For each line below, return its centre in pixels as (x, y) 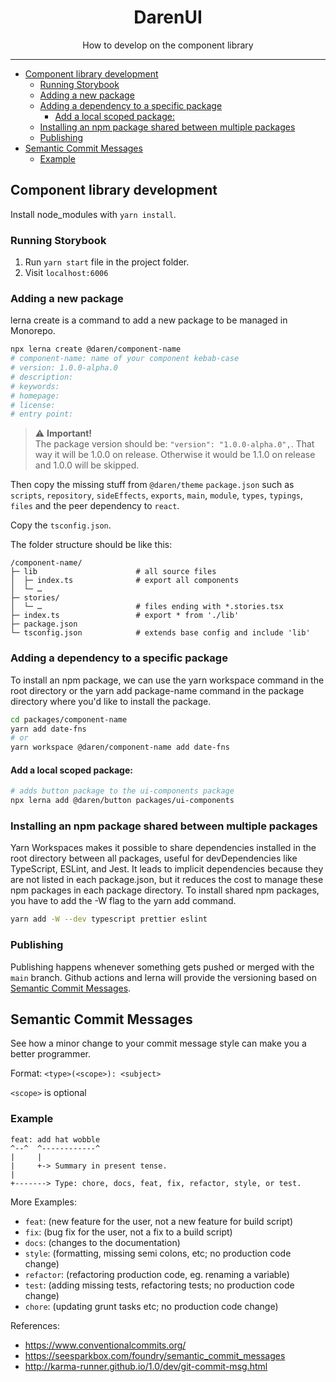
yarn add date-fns (48, 729)
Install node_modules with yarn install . (93, 214)
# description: (42, 377)
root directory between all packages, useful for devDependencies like (154, 858)
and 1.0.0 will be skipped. (87, 465)
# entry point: (42, 414)
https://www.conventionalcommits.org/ (105, 1345)
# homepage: (35, 396)
